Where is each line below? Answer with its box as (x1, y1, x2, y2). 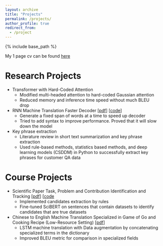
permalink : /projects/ (5, 16, 52, 21)
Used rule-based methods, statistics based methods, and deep (19, 144, 147, 150)
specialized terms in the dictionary (19, 230, 90, 236)
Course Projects (5, 172, 73, 183)
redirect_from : (5, 26, 36, 31)
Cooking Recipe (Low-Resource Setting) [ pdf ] (12, 219, 106, 225)
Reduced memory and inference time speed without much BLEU (19, 97, 150, 103)
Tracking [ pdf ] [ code (12, 193, 54, 199)
